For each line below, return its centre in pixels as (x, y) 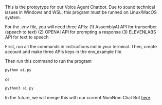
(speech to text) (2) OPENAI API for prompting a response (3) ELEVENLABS (81, 32)
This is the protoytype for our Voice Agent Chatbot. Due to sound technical (80, 7)
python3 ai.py (19, 88)
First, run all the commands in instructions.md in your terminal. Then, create (81, 46)
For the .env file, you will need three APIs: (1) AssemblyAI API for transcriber (81, 27)
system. (13, 17)
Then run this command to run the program (48, 61)
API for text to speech (27, 37)
